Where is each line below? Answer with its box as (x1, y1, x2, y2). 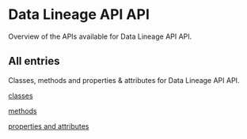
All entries (8, 54, 60, 68)
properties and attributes (8, 121, 89, 131)
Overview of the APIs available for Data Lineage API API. (8, 32, 192, 41)
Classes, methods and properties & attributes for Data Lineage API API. (8, 75, 240, 85)
